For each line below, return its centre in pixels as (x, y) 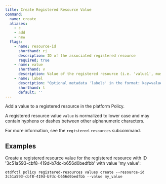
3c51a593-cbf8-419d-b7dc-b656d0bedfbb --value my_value (64, 177)
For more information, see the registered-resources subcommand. (73, 131)
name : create (23, 19)
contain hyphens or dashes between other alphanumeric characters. (75, 121)
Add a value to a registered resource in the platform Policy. (65, 106)
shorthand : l (32, 88)
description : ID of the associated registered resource (77, 55)
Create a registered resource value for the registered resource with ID (76, 158)
